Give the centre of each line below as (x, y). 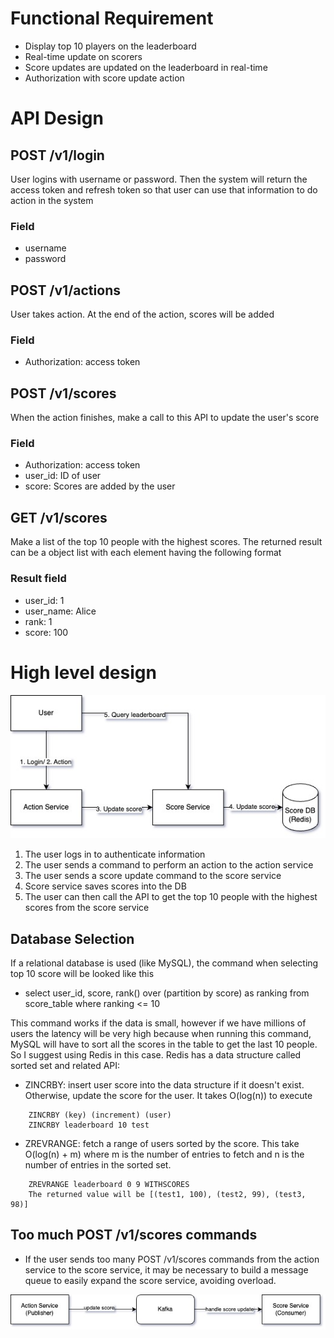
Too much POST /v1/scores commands (134, 1235)
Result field (38, 579)
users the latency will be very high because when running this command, (161, 1034)
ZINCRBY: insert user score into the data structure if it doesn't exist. (164, 1085)
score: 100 (46, 632)
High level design (83, 672)
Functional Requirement (112, 18)
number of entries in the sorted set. (98, 1165)
